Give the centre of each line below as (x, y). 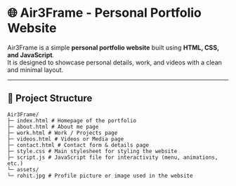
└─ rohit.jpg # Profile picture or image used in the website (100, 176)
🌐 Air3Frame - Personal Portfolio (105, 13)
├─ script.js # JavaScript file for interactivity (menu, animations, (113, 157)
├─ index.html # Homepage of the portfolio (72, 120)
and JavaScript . (31, 55)
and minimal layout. (35, 70)
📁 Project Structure (50, 98)
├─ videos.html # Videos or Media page (66, 139)
